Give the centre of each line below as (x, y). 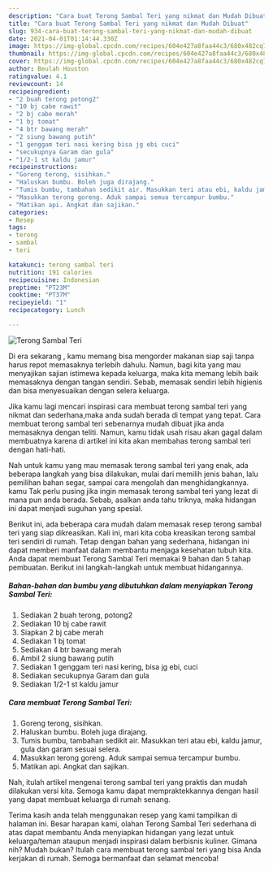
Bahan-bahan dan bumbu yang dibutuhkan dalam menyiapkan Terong (131, 586)
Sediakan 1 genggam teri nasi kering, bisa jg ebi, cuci (109, 666)
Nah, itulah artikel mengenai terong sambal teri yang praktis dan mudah (128, 782)
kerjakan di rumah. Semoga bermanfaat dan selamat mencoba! (114, 858)
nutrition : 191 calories (50, 272)
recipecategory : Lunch (47, 310)
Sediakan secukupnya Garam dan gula (84, 675)
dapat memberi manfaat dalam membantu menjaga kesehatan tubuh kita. (131, 550)
